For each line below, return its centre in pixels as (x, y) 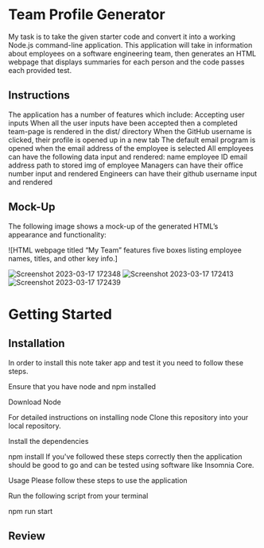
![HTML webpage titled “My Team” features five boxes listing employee (125, 250)
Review (27, 536)
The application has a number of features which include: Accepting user (126, 114)
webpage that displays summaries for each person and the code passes (126, 62)
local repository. (35, 426)
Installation (37, 343)
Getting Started (60, 314)
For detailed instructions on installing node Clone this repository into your (128, 417)
